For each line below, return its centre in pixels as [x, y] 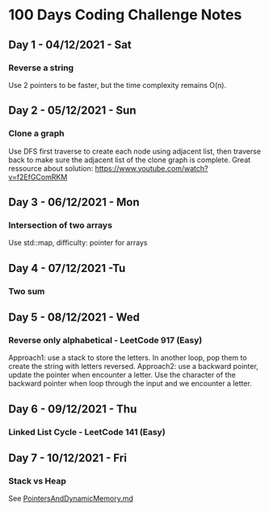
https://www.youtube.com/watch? [151, 168]
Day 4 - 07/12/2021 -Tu [67, 268]
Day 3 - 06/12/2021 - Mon [74, 202]
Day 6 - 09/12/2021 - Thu [73, 409]
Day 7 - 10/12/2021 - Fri [68, 458]
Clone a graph [36, 133]
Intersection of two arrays [61, 225]
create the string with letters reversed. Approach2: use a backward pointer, [133, 366]
